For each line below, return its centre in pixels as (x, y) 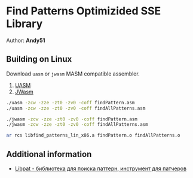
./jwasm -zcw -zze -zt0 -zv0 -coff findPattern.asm (72, 119)
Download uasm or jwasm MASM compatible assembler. (73, 74)
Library (24, 24)
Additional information (49, 154)
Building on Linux (39, 59)
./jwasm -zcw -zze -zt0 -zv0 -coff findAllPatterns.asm (77, 125)
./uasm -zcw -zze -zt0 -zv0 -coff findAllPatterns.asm (76, 108)
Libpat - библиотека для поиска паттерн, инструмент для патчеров (101, 168)
